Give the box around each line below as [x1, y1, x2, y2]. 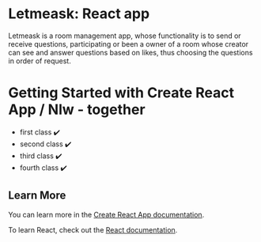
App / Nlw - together [8, 100, 146, 119]
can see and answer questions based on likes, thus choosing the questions [8, 47, 253, 57]
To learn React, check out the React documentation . [8, 225, 178, 234]
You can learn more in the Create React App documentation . [8, 210, 205, 219]
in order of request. [8, 56, 71, 66]
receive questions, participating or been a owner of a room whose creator [8, 39, 249, 48]
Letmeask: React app [8, 5, 150, 23]
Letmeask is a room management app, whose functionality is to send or [8, 31, 241, 40]
